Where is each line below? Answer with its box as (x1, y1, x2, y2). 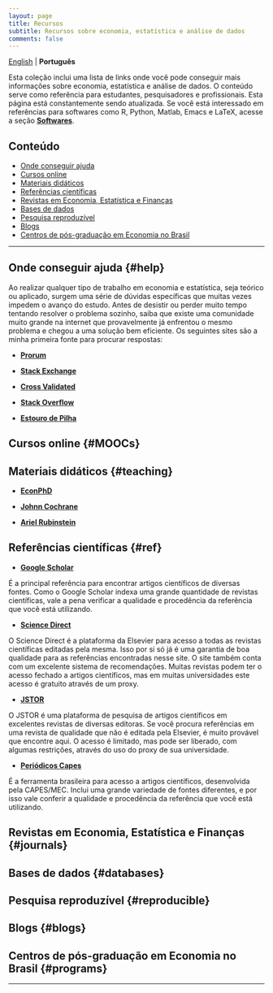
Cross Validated (19, 381, 76, 391)
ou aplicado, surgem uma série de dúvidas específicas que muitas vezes (8, 291, 252, 301)
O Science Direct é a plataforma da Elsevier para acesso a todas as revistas (8, 635, 262, 645)
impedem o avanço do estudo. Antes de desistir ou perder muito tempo (8, 300, 248, 310)
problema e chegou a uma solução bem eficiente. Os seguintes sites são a (8, 326, 258, 336)
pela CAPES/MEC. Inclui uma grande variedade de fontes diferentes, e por (8, 785, 258, 795)
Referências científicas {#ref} (8, 541, 162, 555)
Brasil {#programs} (8, 961, 108, 975)
